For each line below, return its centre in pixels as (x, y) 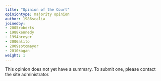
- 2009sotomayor (22, 46)
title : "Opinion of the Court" (37, 10)
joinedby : (15, 23)
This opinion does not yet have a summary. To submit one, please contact (80, 69)
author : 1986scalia (25, 19)
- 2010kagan (17, 51)
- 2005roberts (20, 28)
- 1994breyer (19, 37)
